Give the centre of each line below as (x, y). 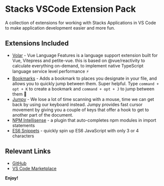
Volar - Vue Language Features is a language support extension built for (85, 55)
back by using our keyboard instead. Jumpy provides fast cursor (77, 104)
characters (23, 136)
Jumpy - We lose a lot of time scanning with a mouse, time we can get (83, 99)
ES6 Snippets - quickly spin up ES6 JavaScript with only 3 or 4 (75, 130)
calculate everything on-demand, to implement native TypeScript (78, 65)
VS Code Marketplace (34, 168)
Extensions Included (37, 44)
